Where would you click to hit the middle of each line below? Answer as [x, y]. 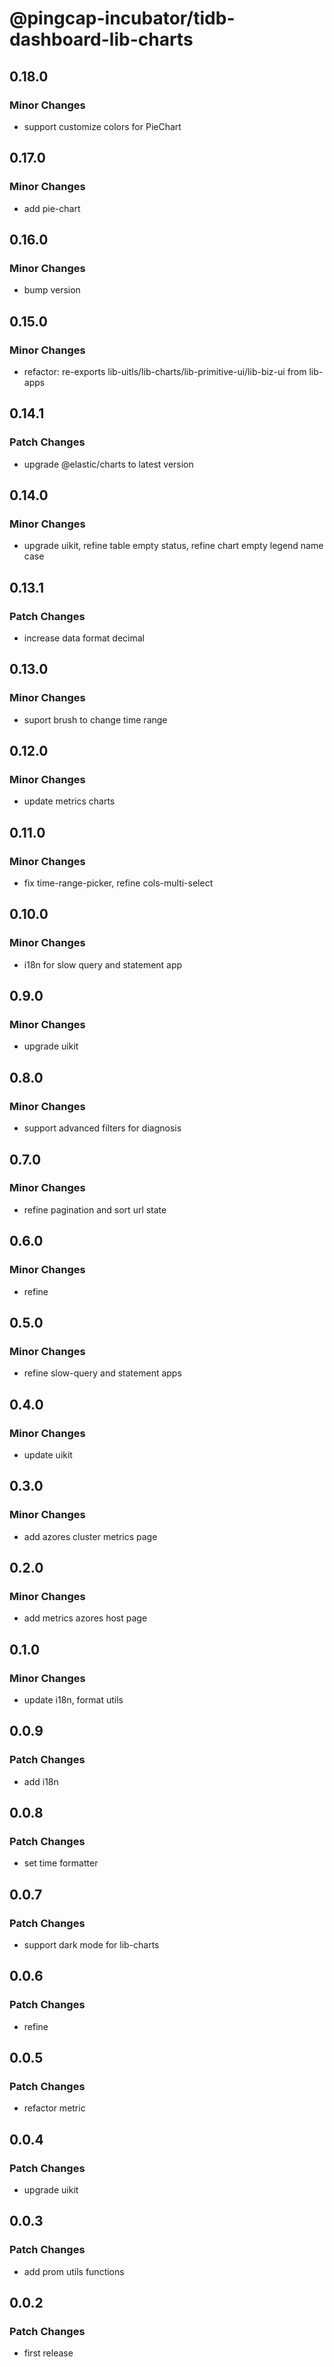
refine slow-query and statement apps [102, 1373]
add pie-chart [52, 208]
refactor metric [54, 2108]
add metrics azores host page [85, 1618]
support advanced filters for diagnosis [102, 1128]
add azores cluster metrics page [90, 1536]
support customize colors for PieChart [102, 126]
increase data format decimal [84, 638]
